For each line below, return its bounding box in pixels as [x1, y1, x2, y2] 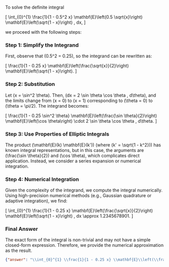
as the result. [5, 247, 33, 253]
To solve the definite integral [5, 5, 64, 10]
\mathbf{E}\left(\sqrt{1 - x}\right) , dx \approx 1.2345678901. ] [5, 213, 133, 219]
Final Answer [5, 226, 38, 233]
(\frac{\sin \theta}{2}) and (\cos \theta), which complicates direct [5, 152, 140, 158]
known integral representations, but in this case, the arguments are [5, 147, 144, 153]
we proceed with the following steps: [5, 29, 82, 35]
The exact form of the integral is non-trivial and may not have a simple [5, 237, 151, 243]
